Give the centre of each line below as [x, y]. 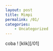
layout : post [19, 10]
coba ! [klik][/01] [22, 43]
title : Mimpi [19, 15]
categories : [18, 24]
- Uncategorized [32, 29]
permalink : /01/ [22, 19]
